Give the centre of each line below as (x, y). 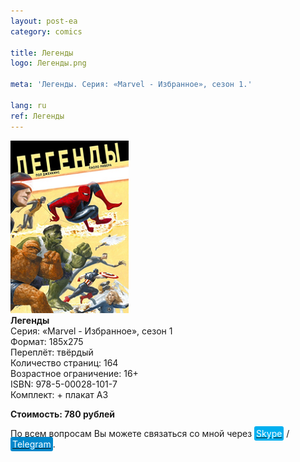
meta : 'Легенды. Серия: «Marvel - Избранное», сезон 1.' (131, 85)
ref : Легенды (37, 116)
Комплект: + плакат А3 (59, 394)
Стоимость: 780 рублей (63, 414)
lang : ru (28, 105)
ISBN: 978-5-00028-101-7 (64, 384)
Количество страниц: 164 (64, 362)
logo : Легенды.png (48, 63)
